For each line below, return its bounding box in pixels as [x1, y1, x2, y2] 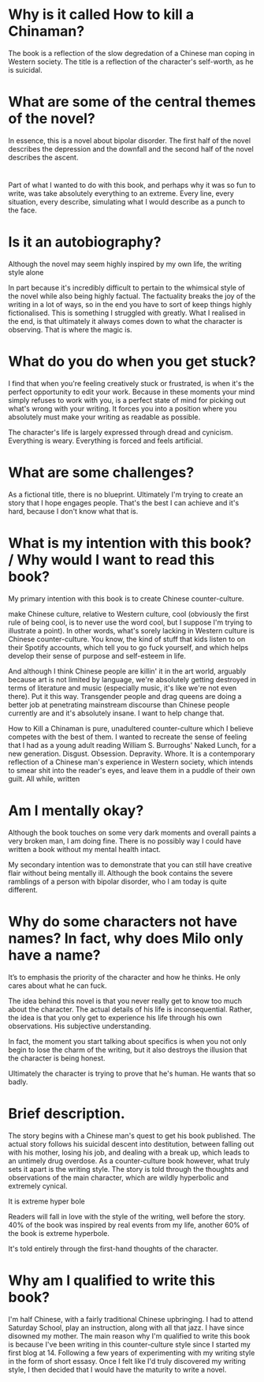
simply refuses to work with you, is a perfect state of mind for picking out [8, 395, 246, 404]
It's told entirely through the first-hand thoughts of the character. [8, 1244, 218, 1253]
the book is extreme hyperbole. [8, 1228, 110, 1237]
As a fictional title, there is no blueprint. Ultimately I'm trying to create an [8, 490, 244, 499]
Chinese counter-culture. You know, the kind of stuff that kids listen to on [8, 634, 246, 644]
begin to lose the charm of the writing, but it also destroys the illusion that [8, 1045, 247, 1054]
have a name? [8, 946, 101, 964]
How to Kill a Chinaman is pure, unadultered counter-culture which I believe [8, 723, 254, 733]
